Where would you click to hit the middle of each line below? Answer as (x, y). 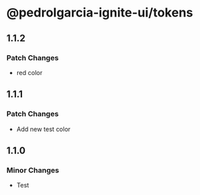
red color (29, 72)
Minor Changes (33, 170)
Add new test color (43, 129)
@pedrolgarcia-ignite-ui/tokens (100, 13)
